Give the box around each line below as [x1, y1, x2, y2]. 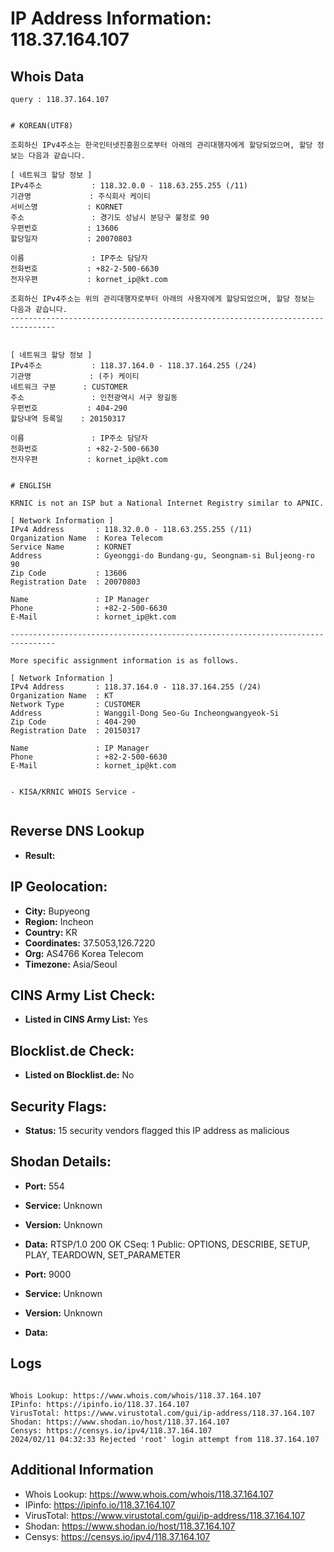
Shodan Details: [10, 1153, 112, 1171]
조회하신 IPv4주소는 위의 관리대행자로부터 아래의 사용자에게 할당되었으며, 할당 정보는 [10, 294, 315, 304]
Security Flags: [10, 1098, 108, 1115]
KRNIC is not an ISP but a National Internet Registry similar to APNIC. [10, 498, 325, 508]
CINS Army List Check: [10, 987, 156, 1004]
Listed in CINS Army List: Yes [24, 1013, 148, 1026]
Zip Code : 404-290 [10, 717, 137, 727]
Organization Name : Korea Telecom [10, 533, 163, 543]
